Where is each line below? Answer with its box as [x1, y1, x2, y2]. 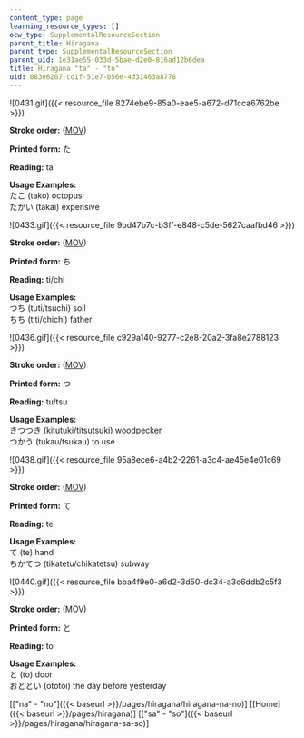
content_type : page [9, 13, 83, 23]
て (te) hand [9, 546, 54, 557]
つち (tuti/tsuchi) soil [9, 302, 86, 314]
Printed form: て [9, 500, 71, 511]
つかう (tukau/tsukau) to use [9, 435, 115, 446]
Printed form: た [9, 143, 71, 155]
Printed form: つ [9, 378, 71, 389]
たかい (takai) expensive [9, 201, 100, 212]
